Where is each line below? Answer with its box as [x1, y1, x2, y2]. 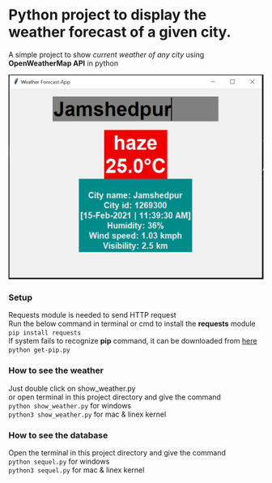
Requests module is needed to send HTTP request [8, 310, 176, 320]
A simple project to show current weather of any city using [8, 49, 205, 59]
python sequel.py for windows [8, 456, 110, 466]
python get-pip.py [8, 346, 70, 354]
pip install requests [8, 329, 82, 337]
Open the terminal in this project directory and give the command [8, 448, 227, 457]
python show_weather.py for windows [8, 400, 132, 410]
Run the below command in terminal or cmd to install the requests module [8, 318, 257, 329]
